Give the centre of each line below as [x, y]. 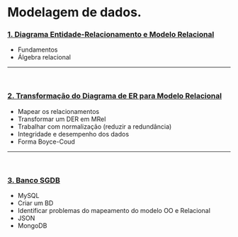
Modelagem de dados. [74, 12]
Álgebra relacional [44, 57]
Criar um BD [35, 203]
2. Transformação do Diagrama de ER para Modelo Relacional [114, 96]
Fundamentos [38, 50]
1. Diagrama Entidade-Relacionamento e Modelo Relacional [111, 35]
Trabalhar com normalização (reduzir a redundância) [95, 126]
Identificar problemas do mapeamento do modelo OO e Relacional [114, 211]
